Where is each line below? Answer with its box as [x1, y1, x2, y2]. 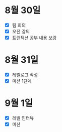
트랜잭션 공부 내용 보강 [12, 35, 57, 41]
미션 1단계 [12, 78, 32, 84]
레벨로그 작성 [12, 72, 38, 78]
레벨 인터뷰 [12, 115, 34, 121]
